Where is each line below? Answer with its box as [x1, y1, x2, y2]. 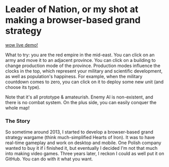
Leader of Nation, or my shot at [5, 4, 139, 15]
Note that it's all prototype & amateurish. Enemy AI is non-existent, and [5, 94, 153, 100]
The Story [5, 117, 30, 124]
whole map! [5, 105, 30, 111]
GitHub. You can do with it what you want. [5, 156, 93, 162]
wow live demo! [5, 42, 38, 48]
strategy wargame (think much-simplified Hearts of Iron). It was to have [5, 135, 155, 141]
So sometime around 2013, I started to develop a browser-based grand [5, 129, 153, 135]
